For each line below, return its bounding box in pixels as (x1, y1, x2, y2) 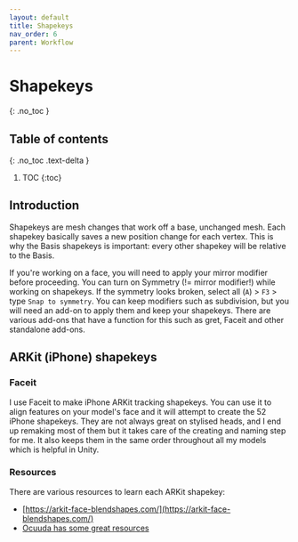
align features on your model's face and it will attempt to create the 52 (9, 406, 267, 417)
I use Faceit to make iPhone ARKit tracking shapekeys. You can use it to (9, 397, 272, 408)
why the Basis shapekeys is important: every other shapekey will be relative (9, 240, 286, 251)
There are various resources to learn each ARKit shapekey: (9, 486, 225, 497)
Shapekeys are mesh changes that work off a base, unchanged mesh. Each (9, 222, 286, 232)
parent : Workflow (9, 37, 74, 47)
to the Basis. (9, 250, 55, 261)
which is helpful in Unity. (9, 444, 100, 455)
